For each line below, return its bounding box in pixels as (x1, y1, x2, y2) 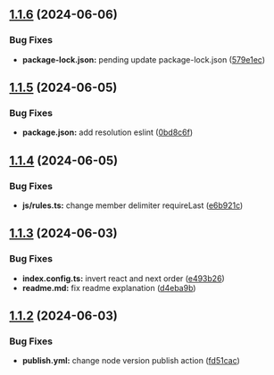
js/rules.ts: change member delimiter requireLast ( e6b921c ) (21, 200, 244, 211)
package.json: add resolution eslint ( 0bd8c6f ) (21, 127, 194, 137)
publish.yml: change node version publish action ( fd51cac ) (21, 355, 241, 366)
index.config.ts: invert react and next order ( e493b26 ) (21, 272, 225, 284)
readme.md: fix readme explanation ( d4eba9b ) (21, 282, 196, 293)
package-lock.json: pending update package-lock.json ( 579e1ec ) (21, 54, 266, 65)
